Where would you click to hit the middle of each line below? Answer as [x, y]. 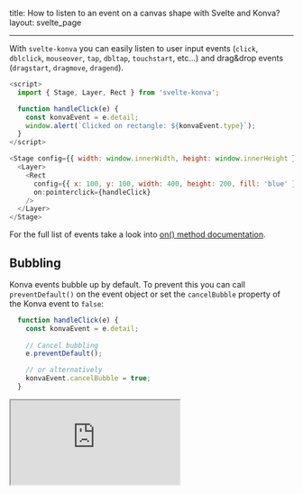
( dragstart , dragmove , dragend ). [67, 68]
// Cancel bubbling [62, 345]
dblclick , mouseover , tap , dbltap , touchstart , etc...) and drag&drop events [147, 58]
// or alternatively [64, 370]
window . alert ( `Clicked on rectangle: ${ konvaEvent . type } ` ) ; [141, 125]
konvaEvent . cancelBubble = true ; [88, 379]
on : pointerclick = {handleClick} [92, 192]
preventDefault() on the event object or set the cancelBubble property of [145, 294]
